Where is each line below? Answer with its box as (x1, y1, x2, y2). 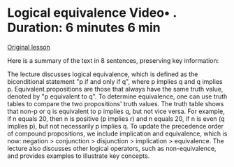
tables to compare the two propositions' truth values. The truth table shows (7, 99, 224, 108)
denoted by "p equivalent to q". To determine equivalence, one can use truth (7, 92, 228, 101)
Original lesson (7, 43, 50, 51)
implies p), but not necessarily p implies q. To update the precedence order (7, 122, 224, 130)
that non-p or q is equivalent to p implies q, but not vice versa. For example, (7, 107, 225, 115)
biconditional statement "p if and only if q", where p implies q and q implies (7, 77, 223, 85)
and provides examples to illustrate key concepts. (7, 152, 150, 160)
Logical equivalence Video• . (7, 5, 177, 21)
